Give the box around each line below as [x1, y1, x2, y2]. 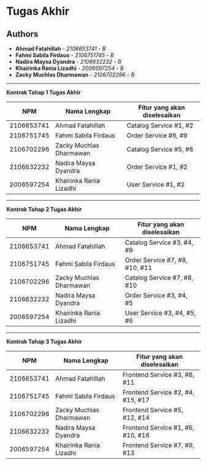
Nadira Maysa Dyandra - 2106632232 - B [15, 58, 121, 65]
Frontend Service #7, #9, [122, 441, 195, 449]
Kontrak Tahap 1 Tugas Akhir [6, 89, 81, 96]
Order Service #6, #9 [126, 131, 188, 139]
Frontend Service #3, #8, [122, 371, 195, 379]
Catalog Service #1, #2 [126, 121, 194, 129]
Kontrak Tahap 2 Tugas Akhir [6, 206, 82, 213]
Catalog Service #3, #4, [124, 238, 194, 247]
